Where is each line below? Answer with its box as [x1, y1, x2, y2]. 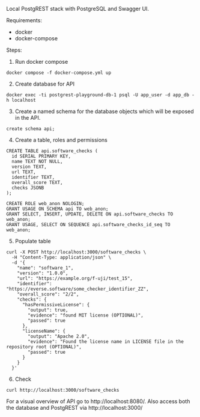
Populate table [14, 238, 51, 244]
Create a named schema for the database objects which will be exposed [14, 108, 194, 115]
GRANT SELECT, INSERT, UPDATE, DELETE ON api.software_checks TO [6, 211, 173, 217]
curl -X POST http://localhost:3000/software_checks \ [6, 249, 147, 255]
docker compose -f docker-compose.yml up [6, 70, 112, 76]
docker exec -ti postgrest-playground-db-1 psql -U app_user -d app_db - [6, 92, 195, 98]
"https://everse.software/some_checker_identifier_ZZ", [6, 286, 149, 292]
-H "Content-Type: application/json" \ [11, 255, 112, 261]
